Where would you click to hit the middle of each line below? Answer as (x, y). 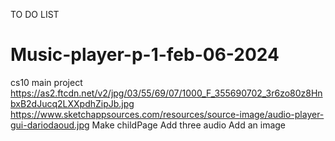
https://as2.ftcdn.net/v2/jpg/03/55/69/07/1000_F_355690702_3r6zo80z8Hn (166, 93)
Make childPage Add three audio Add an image (189, 125)
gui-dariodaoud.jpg (50, 125)
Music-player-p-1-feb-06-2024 (145, 55)
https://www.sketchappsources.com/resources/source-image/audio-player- (167, 114)
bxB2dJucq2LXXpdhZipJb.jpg (72, 103)
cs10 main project (46, 82)
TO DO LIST (35, 14)
